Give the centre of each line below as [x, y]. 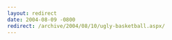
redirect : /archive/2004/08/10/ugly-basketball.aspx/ [86, 26]
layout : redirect [32, 13]
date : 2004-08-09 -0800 [41, 20]
